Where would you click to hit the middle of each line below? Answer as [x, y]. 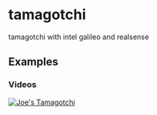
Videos [22, 85]
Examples [33, 62]
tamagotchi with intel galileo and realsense [79, 37]
